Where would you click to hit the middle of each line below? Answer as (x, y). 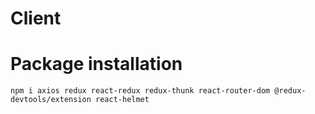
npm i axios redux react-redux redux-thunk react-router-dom (140, 91)
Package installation (96, 64)
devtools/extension (51, 100)
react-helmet (122, 100)
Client (36, 18)
